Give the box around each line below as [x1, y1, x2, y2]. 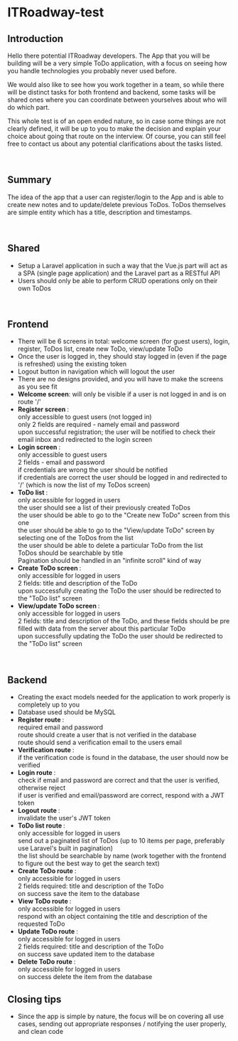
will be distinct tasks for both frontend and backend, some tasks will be [7, 88, 216, 96]
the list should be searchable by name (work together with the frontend [17, 852, 227, 860]
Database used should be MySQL [17, 708, 116, 717]
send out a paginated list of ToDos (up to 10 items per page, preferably [17, 837, 225, 845]
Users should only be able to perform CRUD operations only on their [17, 276, 218, 285]
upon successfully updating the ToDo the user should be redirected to [17, 632, 223, 640]
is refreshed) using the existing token [17, 360, 127, 369]
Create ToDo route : [17, 867, 77, 875]
